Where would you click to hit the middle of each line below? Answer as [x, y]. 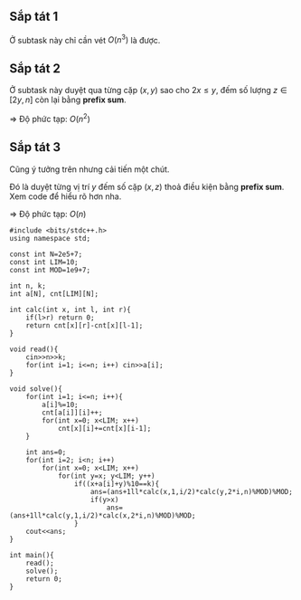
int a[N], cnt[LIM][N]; [54, 294]
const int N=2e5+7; [46, 254]
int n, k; [28, 286]
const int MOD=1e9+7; [50, 270]
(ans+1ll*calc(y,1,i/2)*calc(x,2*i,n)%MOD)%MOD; [103, 515]
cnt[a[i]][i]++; [72, 413]
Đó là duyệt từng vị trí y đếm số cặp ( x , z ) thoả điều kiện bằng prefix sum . [147, 186]
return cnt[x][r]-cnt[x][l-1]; [85, 325]
